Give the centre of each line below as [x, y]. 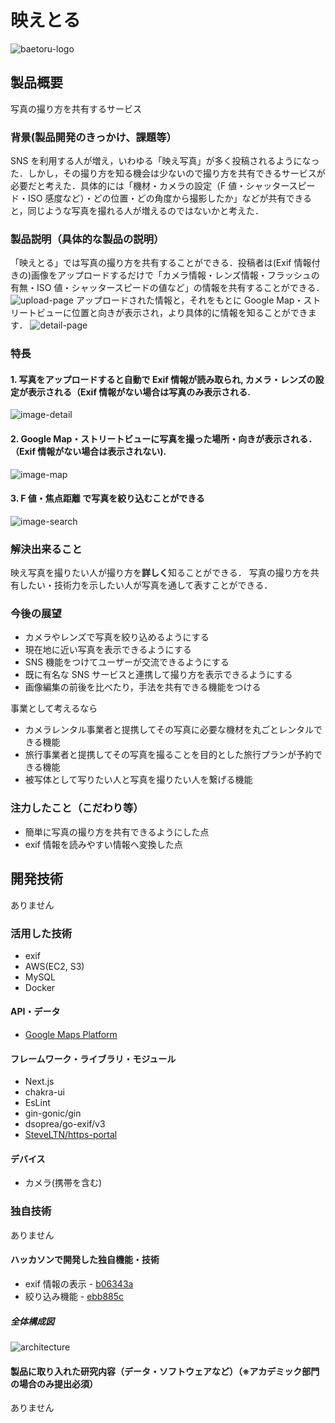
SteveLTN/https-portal [71, 1135]
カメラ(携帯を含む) [63, 1183]
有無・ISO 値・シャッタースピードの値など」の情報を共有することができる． [167, 288]
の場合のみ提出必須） [54, 1383]
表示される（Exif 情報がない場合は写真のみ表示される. [139, 392]
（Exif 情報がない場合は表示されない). [88, 452]
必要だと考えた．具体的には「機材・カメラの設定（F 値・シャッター [150, 186]
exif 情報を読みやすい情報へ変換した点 [103, 844]
